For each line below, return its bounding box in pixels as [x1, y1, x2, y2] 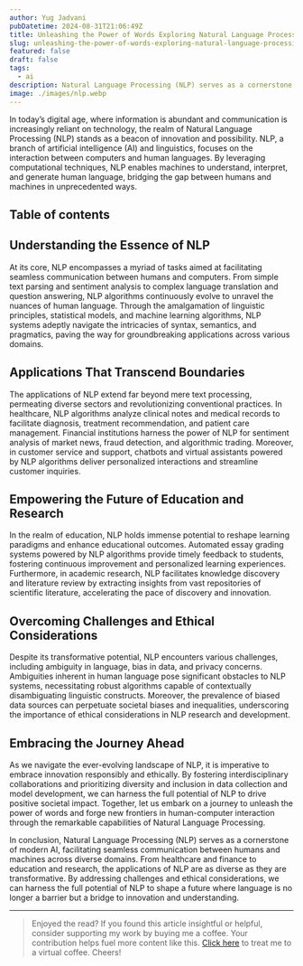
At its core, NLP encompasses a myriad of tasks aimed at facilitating [9, 261, 263, 272]
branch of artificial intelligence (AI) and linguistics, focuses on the [9, 142, 253, 154]
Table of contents [9, 207, 110, 222]
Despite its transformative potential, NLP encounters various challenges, [9, 652, 279, 662]
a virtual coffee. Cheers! [31, 946, 122, 958]
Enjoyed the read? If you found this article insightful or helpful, [31, 918, 263, 929]
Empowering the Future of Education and [9, 492, 244, 507]
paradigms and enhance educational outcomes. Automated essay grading [9, 539, 284, 550]
